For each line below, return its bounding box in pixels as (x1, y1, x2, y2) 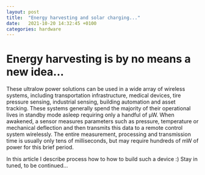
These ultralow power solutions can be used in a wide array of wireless (6, 85, 185, 93)
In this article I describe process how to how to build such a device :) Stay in (6, 155, 198, 163)
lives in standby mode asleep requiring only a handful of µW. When (6, 111, 175, 119)
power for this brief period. (6, 144, 74, 151)
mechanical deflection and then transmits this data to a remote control (6, 124, 183, 132)
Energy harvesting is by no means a (6, 52, 191, 66)
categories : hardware (6, 26, 62, 32)
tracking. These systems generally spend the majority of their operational (6, 105, 191, 112)
